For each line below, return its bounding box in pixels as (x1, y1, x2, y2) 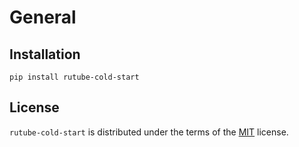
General (9, 6, 77, 29)
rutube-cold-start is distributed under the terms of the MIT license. (9, 126, 289, 138)
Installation (9, 46, 81, 63)
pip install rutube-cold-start (9, 72, 140, 82)
